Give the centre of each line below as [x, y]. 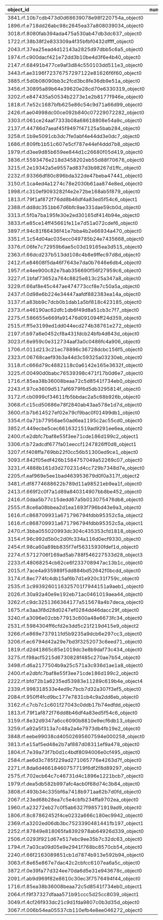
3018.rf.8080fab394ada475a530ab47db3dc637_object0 [75, 34]
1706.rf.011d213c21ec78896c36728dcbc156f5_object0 [75, 349]
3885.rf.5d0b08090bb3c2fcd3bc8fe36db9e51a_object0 [74, 81]
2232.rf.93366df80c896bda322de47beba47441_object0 [75, 176]
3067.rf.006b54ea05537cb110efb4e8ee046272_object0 [75, 910]
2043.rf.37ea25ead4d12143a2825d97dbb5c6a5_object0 [75, 49]
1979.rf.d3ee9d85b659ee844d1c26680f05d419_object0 [75, 152]
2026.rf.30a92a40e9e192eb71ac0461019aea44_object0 [75, 594]
